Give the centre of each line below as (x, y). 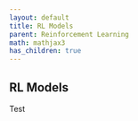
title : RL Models (41, 26)
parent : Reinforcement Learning (69, 34)
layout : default (39, 17)
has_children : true (45, 51)
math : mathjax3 (37, 43)
